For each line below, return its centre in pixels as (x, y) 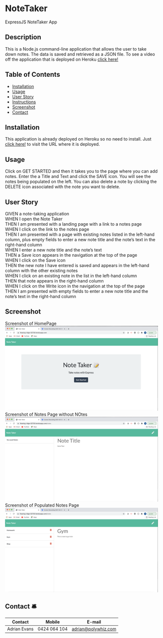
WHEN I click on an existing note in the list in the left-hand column (71, 276)
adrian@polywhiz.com (94, 629)
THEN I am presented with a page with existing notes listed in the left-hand (80, 234)
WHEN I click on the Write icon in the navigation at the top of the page (75, 286)
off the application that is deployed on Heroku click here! (62, 59)
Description (23, 37)
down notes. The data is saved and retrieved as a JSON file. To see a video (80, 54)
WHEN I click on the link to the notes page (47, 229)
